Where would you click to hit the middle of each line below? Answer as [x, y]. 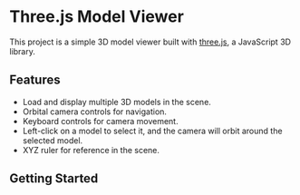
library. [23, 51]
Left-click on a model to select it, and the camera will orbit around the [152, 131]
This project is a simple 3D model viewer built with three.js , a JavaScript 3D [150, 42]
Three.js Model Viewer [97, 17]
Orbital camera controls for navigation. [95, 112]
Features [35, 80]
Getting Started [54, 179]
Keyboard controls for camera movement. [100, 121]
